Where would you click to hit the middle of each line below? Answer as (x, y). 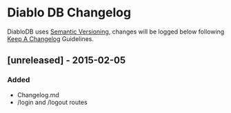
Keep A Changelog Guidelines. (51, 38)
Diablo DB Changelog (69, 13)
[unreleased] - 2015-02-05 (67, 61)
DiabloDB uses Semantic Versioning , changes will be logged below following (116, 32)
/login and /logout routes (52, 102)
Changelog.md (38, 95)
